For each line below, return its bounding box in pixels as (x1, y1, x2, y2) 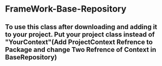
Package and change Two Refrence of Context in (5, 45, 157, 54)
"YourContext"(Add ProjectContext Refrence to (5, 38, 153, 46)
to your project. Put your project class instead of (5, 30, 155, 38)
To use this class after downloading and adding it (5, 23, 158, 31)
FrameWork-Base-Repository (5, 3, 127, 15)
